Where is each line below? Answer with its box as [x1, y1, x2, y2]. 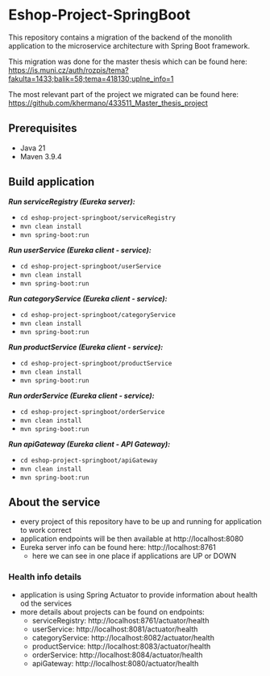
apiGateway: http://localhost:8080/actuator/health [31, 658, 199, 668]
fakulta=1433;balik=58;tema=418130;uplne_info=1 [8, 74, 174, 83]
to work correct [19, 526, 72, 535]
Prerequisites [8, 121, 77, 135]
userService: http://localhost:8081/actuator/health [31, 624, 198, 634]
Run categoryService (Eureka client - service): [8, 294, 168, 303]
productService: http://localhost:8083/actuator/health [31, 641, 211, 651]
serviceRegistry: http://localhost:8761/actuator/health [31, 615, 210, 625]
